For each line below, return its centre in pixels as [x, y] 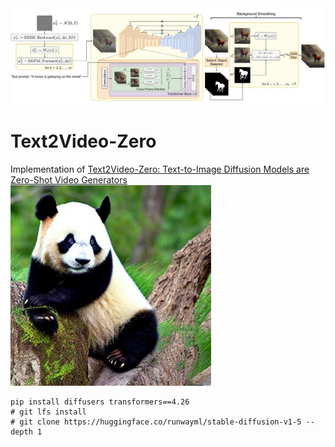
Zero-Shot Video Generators [69, 179]
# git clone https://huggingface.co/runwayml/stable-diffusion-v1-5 [156, 422]
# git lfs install [48, 412]
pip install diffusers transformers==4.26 [100, 402]
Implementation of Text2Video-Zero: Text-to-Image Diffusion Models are [160, 169]
